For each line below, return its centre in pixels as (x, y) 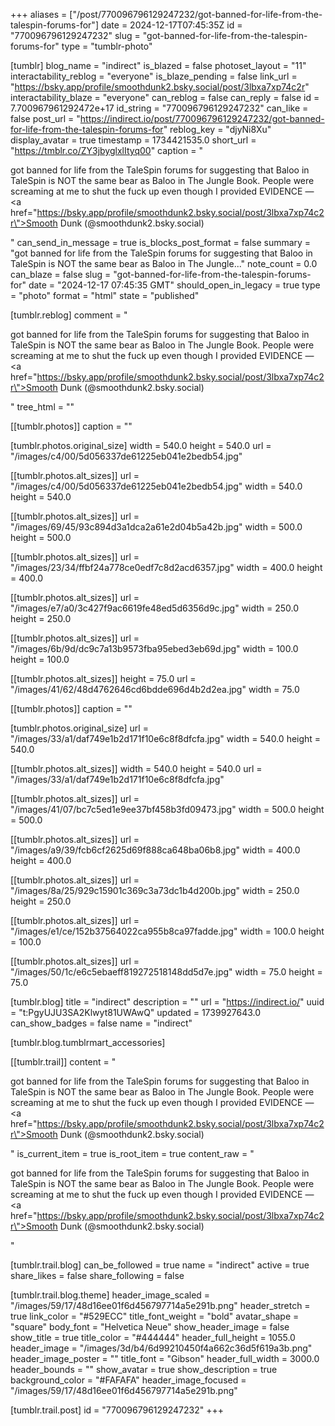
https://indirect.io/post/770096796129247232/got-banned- (202, 118)
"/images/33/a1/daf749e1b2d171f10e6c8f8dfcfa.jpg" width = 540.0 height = (166, 738)
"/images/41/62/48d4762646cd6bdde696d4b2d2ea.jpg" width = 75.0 (155, 689)
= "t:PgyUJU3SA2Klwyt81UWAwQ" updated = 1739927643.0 (136, 1012)
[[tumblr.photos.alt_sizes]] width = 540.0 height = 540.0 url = (136, 768)
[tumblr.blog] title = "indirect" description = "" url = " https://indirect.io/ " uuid (167, 1002)
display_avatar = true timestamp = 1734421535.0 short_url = (133, 140)
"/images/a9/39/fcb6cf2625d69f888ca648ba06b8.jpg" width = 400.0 (155, 850)
